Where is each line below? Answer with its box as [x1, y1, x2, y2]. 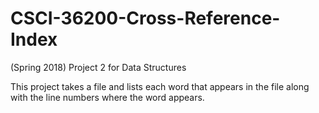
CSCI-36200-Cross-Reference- [10, 7, 281, 30]
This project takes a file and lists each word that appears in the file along [10, 80, 310, 92]
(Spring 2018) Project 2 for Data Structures [10, 61, 187, 73]
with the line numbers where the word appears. [10, 91, 205, 103]
